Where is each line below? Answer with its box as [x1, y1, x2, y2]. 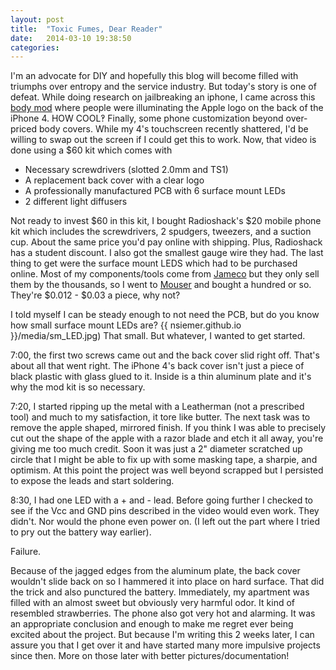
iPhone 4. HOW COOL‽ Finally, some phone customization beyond [10, 112, 284, 125]
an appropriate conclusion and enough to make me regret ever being [10, 618, 294, 630]
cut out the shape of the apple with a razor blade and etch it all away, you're [10, 432, 324, 445]
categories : [10, 42, 60, 53]
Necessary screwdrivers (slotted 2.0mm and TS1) [24, 164, 229, 176]
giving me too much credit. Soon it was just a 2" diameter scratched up [10, 443, 303, 455]
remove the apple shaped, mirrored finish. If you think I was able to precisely [10, 422, 327, 434]
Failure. [10, 546, 42, 558]
